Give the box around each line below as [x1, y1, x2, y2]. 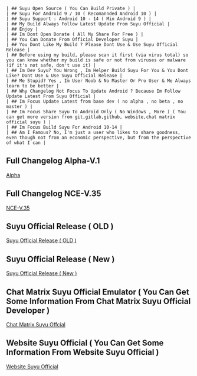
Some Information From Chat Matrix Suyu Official [6, 296, 191, 306]
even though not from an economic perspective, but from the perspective [6, 135, 192, 140]
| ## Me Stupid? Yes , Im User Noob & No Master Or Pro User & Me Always [6, 78, 192, 84]
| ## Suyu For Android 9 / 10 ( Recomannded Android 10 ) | [6, 11, 157, 17]
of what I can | [6, 140, 46, 146]
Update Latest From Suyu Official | [6, 93, 96, 99]
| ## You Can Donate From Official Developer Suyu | [6, 37, 139, 42]
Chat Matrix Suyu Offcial [6, 321, 66, 328]
